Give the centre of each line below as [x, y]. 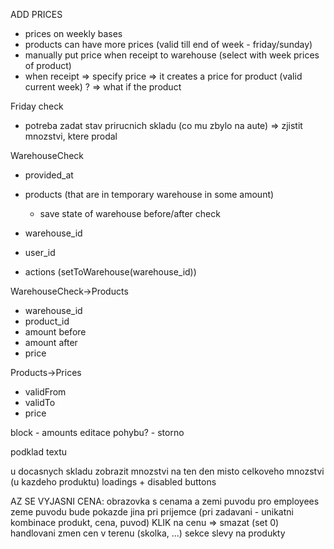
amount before [55, 332]
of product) [48, 65]
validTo [40, 402]
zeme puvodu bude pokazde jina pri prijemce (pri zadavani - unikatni [152, 512]
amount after [51, 342]
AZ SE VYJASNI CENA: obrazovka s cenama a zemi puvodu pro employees [165, 501]
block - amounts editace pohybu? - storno [97, 432]
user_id [40, 252]
